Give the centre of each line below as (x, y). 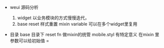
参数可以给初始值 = (29, 41)
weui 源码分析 (24, 7)
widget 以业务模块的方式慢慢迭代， (53, 18)
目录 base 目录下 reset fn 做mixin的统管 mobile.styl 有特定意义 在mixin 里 (84, 34)
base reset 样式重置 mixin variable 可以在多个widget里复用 (77, 24)
